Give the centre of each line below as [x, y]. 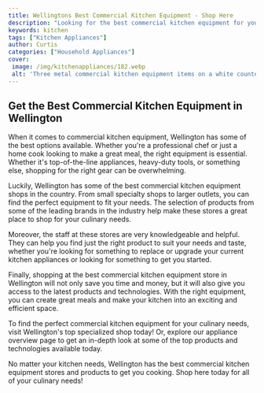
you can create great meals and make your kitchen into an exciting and [123, 300]
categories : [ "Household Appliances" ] [71, 52]
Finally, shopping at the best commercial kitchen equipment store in [118, 275]
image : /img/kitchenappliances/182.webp [79, 67]
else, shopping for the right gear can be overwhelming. [97, 171]
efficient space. [33, 309]
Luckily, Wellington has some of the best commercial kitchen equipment [125, 186]
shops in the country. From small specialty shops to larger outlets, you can [129, 195]
